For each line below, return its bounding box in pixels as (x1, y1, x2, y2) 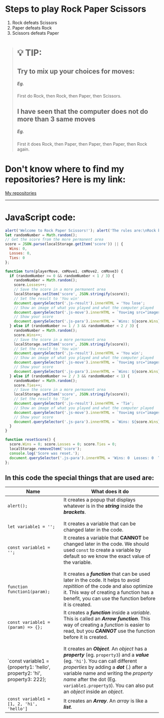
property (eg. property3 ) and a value (63, 651, 149, 658)
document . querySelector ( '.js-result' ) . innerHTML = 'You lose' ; (14, 301, 145, 306)
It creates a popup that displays (63, 496, 136, 503)
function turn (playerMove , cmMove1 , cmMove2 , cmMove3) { (5, 269, 123, 274)
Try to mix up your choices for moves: (17, 67, 135, 76)
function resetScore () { (5, 437, 56, 442)
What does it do (91, 488, 129, 495)
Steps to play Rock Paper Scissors (5, 3, 146, 15)
